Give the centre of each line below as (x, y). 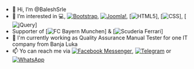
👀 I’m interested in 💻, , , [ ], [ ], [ (99, 16)
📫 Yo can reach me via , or (92, 51)
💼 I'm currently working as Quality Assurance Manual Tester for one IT (100, 38)
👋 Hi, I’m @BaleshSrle (39, 9)
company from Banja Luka (45, 44)
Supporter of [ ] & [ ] (88, 31)
